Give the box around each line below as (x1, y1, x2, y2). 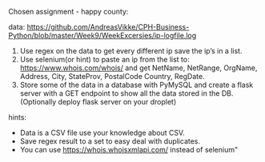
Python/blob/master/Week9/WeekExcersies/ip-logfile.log (8, 31, 197, 40)
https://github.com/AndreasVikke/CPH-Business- (26, 22, 190, 31)
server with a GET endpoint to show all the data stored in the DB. (19, 89, 234, 98)
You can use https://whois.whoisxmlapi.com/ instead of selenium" (19, 145, 239, 154)
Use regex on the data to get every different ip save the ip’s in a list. (19, 46, 243, 55)
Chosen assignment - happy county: (8, 7, 129, 16)
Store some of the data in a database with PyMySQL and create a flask (19, 80, 254, 89)
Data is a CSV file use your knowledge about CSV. (19, 128, 186, 137)
